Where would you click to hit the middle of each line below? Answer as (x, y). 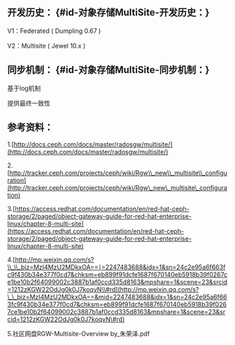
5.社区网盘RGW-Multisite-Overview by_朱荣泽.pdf (79, 334)
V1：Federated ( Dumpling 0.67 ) (54, 31)
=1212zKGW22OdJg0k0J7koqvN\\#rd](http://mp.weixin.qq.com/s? (103, 290)
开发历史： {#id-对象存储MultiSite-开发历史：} (108, 13)
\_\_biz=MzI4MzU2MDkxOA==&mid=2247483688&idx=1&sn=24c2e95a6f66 (117, 297)
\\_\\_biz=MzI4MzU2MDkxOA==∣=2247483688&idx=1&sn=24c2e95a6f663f (116, 267)
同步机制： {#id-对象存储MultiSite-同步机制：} (108, 70)
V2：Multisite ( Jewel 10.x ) (47, 46)
